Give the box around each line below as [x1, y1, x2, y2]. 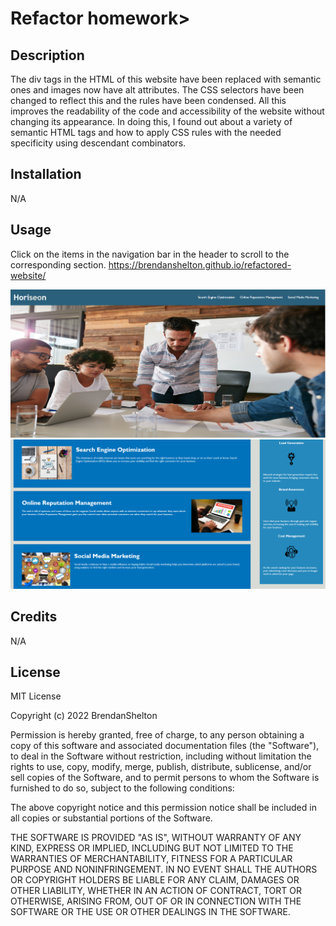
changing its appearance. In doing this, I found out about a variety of [10, 116, 293, 127]
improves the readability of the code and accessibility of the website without [10, 105, 325, 117]
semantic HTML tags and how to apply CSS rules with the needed [10, 127, 282, 138]
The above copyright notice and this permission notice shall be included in [10, 802, 317, 814]
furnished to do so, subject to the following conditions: [10, 782, 235, 794]
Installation [10, 166, 82, 183]
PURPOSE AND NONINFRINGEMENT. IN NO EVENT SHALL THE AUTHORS [10, 863, 318, 876]
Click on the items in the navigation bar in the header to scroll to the [10, 248, 290, 260]
